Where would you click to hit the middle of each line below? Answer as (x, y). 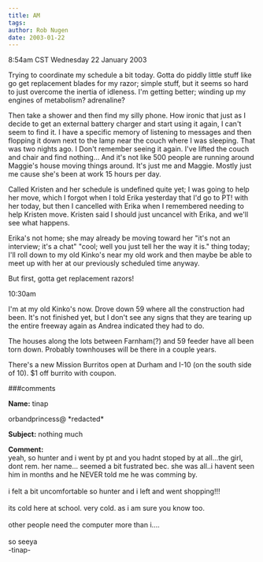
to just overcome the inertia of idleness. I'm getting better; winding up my (127, 92)
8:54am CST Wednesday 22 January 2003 (78, 60)
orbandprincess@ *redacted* (56, 419)
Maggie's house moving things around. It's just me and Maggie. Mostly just (130, 166)
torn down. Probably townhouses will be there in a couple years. (112, 350)
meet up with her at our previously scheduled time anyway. (104, 263)
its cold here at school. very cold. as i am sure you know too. (106, 508)
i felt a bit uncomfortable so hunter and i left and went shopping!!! (114, 491)
